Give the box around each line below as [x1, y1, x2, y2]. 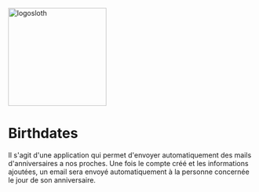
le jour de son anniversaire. [8, 175, 97, 184]
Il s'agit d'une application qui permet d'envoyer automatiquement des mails [8, 150, 252, 160]
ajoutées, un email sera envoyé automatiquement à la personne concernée [8, 167, 250, 176]
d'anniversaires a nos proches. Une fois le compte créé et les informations [8, 158, 249, 168]
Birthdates [8, 125, 78, 143]
